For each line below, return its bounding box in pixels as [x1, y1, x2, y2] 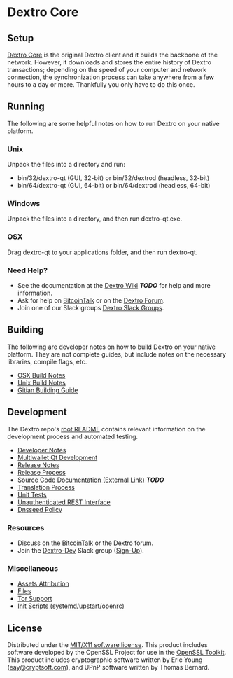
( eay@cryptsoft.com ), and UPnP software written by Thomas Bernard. [7, 663, 210, 672]
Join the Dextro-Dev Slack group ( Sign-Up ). [17, 546, 145, 554]
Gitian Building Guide [17, 386, 78, 394]
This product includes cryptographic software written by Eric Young [7, 656, 203, 664]
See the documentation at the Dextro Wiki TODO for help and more [17, 282, 211, 289]
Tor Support [17, 595, 52, 603]
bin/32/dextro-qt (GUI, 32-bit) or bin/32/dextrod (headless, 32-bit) [17, 174, 210, 182]
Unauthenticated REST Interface [17, 498, 111, 506]
